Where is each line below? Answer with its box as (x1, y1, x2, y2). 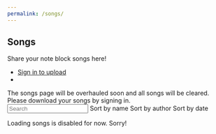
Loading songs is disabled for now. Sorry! (7, 119, 127, 128)
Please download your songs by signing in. (7, 96, 131, 105)
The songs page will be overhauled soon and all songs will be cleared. (7, 89, 210, 98)
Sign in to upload (17, 68, 66, 77)
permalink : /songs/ (7, 10, 64, 17)
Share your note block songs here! (7, 54, 107, 63)
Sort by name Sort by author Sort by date (89, 104, 208, 112)
